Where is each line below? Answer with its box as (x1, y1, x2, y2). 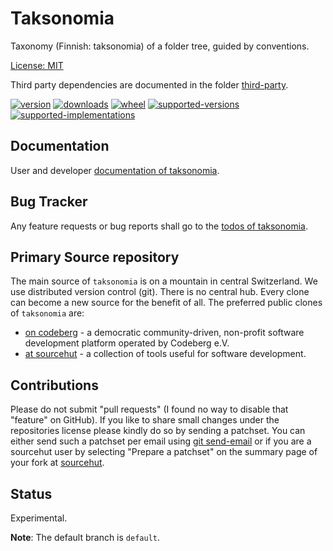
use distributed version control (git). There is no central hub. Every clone (10, 286, 310, 298)
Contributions (10, 377, 99, 394)
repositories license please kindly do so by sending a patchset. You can (10, 425, 306, 437)
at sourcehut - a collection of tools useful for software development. (24, 348, 307, 360)
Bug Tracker (10, 193, 88, 211)
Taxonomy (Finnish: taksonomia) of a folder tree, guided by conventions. (10, 40, 310, 52)
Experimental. (10, 512, 68, 524)
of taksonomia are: (10, 307, 85, 319)
